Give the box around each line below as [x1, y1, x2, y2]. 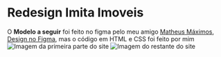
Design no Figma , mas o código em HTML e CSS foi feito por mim [7, 34, 195, 43]
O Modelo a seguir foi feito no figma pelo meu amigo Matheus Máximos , [7, 27, 215, 36]
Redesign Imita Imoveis [7, 5, 144, 21]
